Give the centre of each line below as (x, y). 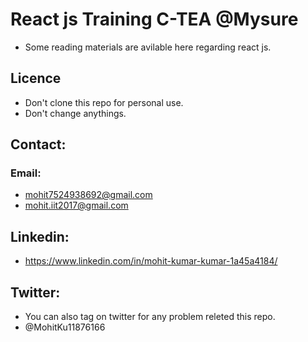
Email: (26, 173)
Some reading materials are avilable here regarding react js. (148, 47)
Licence (36, 78)
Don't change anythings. (75, 113)
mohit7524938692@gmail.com (88, 195)
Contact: (38, 144)
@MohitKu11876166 (65, 327)
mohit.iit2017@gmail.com (76, 205)
